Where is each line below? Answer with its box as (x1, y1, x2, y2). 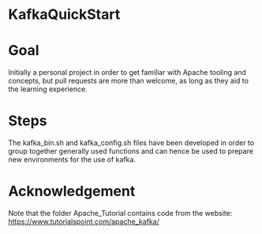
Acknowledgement (8, 183, 136, 200)
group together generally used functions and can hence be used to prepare (8, 147, 254, 156)
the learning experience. (8, 84, 88, 94)
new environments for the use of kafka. (8, 155, 137, 165)
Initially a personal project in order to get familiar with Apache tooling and (8, 68, 247, 77)
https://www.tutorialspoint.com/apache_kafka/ (8, 217, 160, 226)
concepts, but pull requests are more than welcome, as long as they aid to (8, 76, 249, 86)
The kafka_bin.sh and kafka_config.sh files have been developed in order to (8, 138, 255, 147)
